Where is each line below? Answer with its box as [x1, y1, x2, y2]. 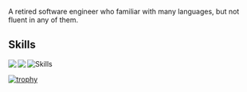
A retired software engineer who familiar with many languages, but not [8, 7, 240, 16]
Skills [8, 38, 36, 52]
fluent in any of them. [8, 15, 78, 25]
